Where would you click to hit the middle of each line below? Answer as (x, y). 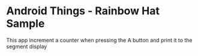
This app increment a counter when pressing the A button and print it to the (99, 40)
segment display (27, 46)
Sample (25, 24)
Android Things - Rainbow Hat (83, 11)
